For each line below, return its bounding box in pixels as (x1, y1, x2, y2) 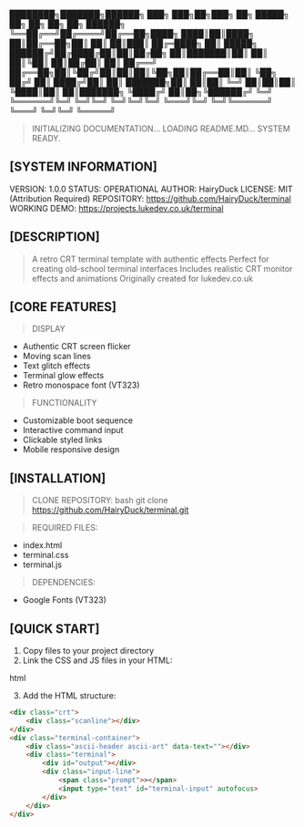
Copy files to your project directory (22, 646, 155, 656)
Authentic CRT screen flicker (22, 341, 131, 352)
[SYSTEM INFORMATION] (9, 160, 157, 175)
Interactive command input (22, 425, 124, 436)
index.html (22, 540, 63, 551)
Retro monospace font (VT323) (22, 379, 140, 391)
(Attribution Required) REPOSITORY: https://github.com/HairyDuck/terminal (9, 192, 291, 204)
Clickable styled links (22, 434, 103, 446)
